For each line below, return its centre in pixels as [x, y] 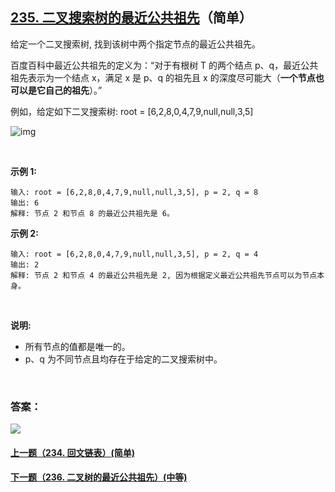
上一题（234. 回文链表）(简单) [72, 452]
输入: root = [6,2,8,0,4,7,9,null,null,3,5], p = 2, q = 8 [134, 192]
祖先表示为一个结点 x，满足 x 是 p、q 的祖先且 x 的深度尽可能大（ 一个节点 [163, 77]
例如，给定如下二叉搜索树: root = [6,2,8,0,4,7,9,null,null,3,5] [132, 111]
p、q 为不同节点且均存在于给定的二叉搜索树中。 [123, 359]
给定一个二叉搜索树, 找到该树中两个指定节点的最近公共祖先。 [135, 44]
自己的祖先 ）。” [73, 90]
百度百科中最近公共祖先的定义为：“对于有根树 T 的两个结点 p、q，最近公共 [164, 65]
